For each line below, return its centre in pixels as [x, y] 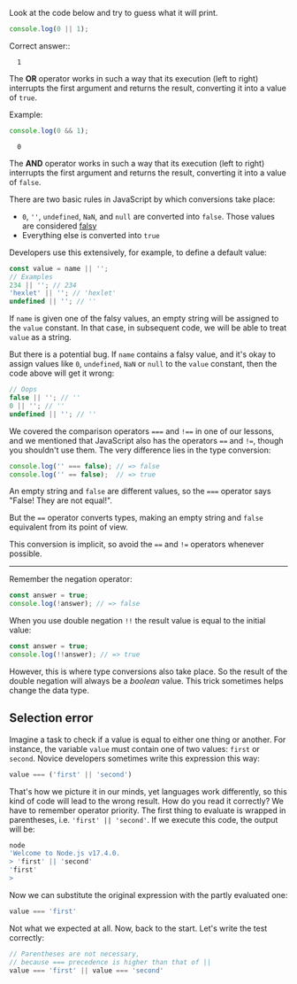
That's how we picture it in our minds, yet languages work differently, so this [148, 791]
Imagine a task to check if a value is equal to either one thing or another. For [148, 740]
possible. [26, 554]
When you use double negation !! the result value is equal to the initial [137, 621]
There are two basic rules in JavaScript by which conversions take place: [142, 199]
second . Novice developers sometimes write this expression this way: [135, 758]
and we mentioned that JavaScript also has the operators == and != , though [147, 440]
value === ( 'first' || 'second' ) [71, 774]
